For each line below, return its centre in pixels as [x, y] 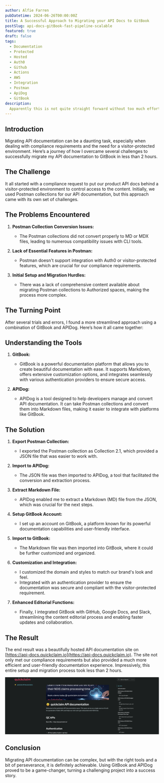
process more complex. [43, 295]
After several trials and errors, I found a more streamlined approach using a [81, 322]
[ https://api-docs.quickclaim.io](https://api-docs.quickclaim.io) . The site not [81, 655]
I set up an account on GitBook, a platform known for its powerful [85, 524]
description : [18, 103]
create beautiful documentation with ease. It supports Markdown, [85, 369]
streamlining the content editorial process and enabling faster [81, 617]
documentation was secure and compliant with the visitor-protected [88, 588]
